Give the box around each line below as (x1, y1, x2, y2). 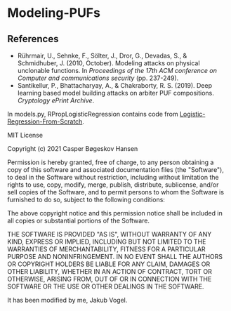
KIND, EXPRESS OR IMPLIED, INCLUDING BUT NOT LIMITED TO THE (7, 237, 206, 246)
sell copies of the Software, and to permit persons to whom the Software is (7, 188, 225, 196)
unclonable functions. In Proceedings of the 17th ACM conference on (17, 67, 218, 74)
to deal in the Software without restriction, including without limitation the (7, 173, 219, 181)
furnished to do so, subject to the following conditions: (7, 195, 165, 204)
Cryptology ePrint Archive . (17, 96, 95, 105)
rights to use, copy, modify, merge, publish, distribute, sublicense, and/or (7, 180, 219, 189)
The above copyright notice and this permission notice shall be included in (7, 209, 223, 217)
